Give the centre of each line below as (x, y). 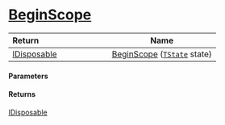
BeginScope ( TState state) (162, 54)
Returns (22, 94)
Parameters (28, 76)
